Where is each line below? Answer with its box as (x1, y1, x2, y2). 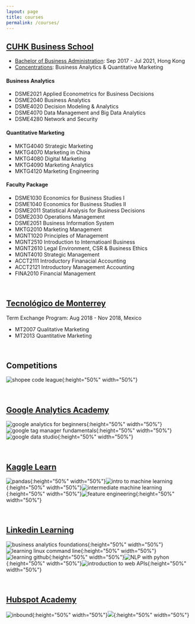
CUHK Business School (6, 41, 94, 52)
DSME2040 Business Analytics (14, 97, 91, 104)
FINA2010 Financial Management (14, 270, 96, 277)
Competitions (6, 361, 57, 370)
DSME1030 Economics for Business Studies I (14, 194, 125, 201)
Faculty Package (6, 181, 49, 188)
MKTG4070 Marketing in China (14, 149, 91, 156)
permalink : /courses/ (6, 20, 60, 25)
